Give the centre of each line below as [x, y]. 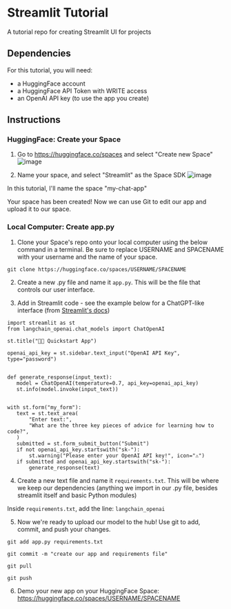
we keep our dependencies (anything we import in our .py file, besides [118, 488]
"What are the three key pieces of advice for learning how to [121, 426]
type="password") [32, 359]
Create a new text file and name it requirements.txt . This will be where [118, 480]
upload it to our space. [39, 209]
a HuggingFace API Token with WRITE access [82, 90]
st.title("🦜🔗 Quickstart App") [52, 341]
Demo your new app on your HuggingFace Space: [88, 590]
